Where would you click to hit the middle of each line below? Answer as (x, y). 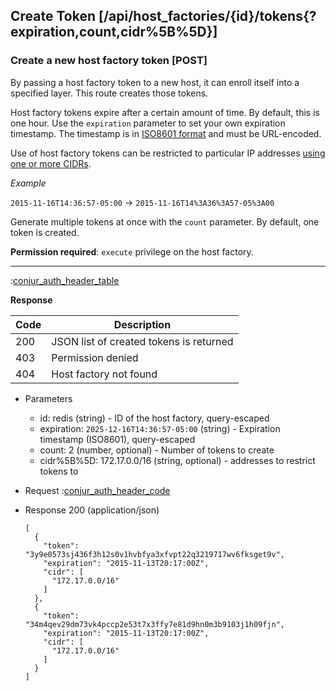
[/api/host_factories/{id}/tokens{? (207, 16)
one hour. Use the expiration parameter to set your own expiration (148, 123)
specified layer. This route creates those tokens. (109, 93)
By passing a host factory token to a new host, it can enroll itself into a (155, 82)
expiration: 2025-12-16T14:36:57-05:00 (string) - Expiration (160, 428)
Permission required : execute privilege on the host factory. (132, 251)
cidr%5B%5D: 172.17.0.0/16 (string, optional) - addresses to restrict (177, 460)
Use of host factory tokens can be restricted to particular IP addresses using (168, 153)
